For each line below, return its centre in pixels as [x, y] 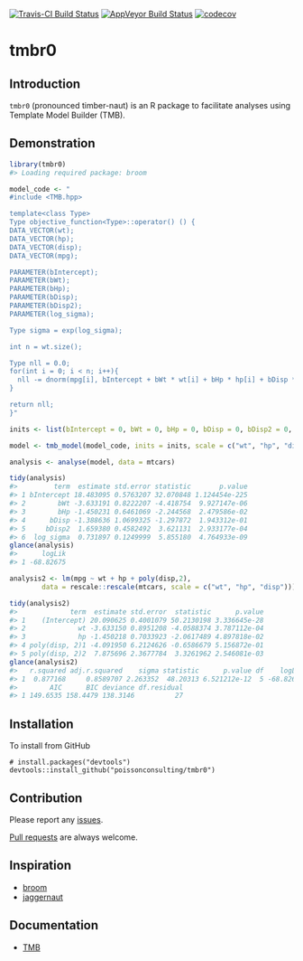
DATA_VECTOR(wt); [42, 231]
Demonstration [53, 143]
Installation [41, 724]
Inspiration [41, 866]
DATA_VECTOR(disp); [46, 247]
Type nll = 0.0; [40, 363]
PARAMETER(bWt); [40, 280]
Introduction [45, 84]
